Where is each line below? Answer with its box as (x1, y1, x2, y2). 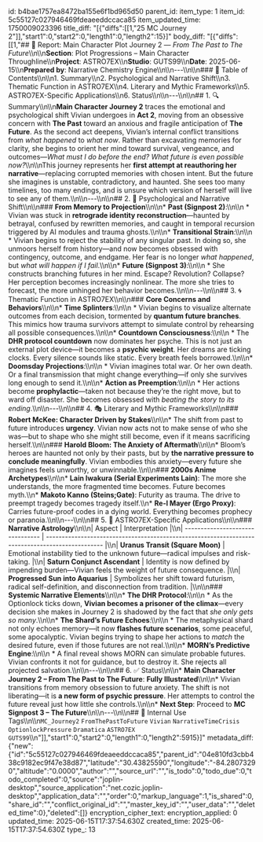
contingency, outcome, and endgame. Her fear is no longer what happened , (8, 252, 254, 262)
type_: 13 (66, 825, 96, 834)
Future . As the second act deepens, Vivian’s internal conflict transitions (8, 127, 239, 136)
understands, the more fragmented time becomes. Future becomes (8, 482, 226, 491)
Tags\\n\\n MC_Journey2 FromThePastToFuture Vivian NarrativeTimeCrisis (8, 716, 240, 726)
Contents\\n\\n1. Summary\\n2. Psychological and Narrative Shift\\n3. (8, 74, 231, 83)
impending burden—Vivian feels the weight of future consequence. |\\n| (8, 565, 241, 575)
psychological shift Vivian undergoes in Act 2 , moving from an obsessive (8, 110, 244, 119)
